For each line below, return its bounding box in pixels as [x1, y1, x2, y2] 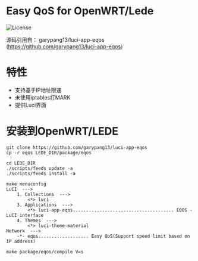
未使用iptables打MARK [14, 94, 71, 101]
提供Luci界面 [14, 101, 46, 108]
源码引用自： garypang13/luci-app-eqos [6, 36, 105, 43]
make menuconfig [6, 181, 46, 187]
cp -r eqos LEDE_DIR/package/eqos [6, 150, 92, 156]
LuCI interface [6, 212, 44, 218]
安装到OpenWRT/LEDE [6, 125, 119, 138]
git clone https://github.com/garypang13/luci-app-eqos [6, 144, 147, 150]
